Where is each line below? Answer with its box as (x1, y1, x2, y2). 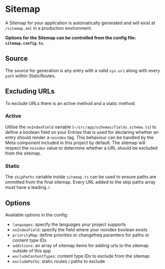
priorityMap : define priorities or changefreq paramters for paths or (12, 232, 150, 238)
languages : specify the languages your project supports (12, 221, 126, 227)
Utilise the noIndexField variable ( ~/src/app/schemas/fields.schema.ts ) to (5, 124, 157, 130)
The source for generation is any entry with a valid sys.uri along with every (5, 67, 161, 73)
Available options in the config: (5, 212, 69, 217)
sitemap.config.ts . (5, 40, 45, 46)
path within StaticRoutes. (5, 73, 56, 79)
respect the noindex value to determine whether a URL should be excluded (5, 145, 158, 151)
